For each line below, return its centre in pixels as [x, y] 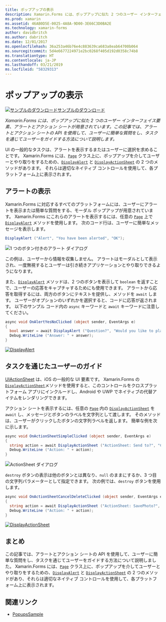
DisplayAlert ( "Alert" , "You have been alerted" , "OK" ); [65, 238]
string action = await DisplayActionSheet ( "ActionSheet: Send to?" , [83, 445]
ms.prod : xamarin [23, 19]
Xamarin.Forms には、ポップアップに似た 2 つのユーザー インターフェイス [81, 120]
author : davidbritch [26, 33]
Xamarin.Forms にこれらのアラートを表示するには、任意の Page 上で [84, 216]
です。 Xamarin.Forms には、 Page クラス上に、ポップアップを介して [78, 156]
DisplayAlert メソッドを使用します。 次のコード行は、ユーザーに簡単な [78, 222]
